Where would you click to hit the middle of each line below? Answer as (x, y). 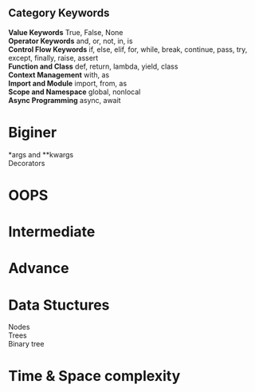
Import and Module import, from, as (68, 83)
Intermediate (52, 232)
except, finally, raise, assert (53, 57)
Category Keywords (59, 13)
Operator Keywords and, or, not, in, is (71, 41)
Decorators (27, 163)
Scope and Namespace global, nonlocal (75, 92)
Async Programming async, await (65, 100)
